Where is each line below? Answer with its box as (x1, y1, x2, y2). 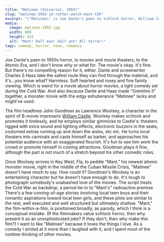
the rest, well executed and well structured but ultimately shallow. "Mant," (5, 200, 153, 206)
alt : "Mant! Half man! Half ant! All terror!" (9, 39, 106, 44)
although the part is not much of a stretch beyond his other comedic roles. (5, 149, 155, 155)
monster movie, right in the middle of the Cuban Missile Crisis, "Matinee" (5, 164, 152, 170)
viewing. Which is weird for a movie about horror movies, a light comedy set (5, 82, 158, 88)
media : (5, 20, 19, 26)
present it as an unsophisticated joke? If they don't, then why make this (5, 216, 148, 222)
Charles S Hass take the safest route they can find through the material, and (5, 72, 158, 78)
